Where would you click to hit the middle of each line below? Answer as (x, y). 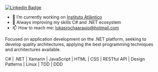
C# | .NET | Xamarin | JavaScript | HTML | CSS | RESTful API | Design (75, 59)
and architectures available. (33, 49)
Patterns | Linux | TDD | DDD (34, 64)
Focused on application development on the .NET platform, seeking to (76, 39)
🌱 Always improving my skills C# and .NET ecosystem (66, 22)
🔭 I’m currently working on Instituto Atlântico (57, 17)
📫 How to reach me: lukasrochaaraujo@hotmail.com (66, 28)
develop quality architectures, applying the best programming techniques (79, 44)
